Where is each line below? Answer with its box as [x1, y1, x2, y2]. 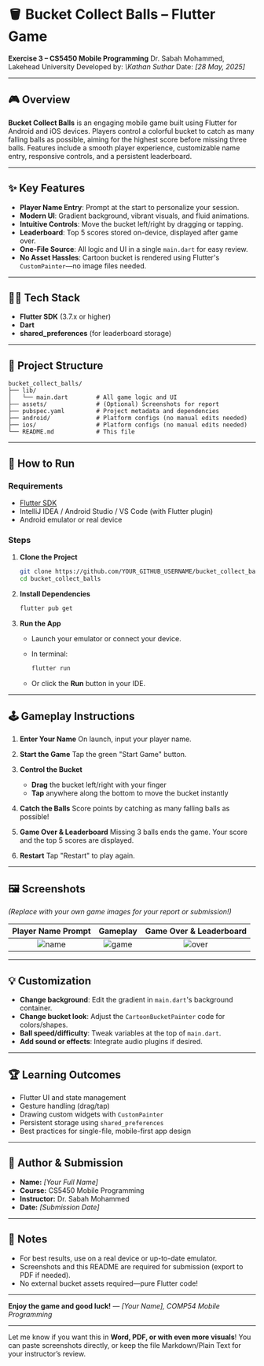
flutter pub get [19, 604, 73, 612]
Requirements [8, 480, 64, 491]
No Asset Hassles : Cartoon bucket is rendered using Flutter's [19, 253, 220, 262]
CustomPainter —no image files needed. [19, 260, 147, 271]
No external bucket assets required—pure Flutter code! [19, 1279, 199, 1288]
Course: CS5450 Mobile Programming [19, 1185, 145, 1195]
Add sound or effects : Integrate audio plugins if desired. [19, 1037, 203, 1047]
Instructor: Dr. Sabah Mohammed [19, 1194, 130, 1203]
